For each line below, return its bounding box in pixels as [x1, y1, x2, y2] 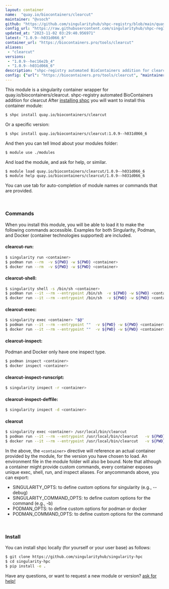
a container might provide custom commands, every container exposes [5, 463, 153, 470]
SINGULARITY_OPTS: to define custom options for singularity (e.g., [12, 484, 152, 490]
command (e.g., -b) [12, 500, 53, 506]
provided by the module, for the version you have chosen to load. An [5, 453, 147, 459]
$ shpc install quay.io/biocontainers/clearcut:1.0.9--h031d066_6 [5, 131, 147, 136]
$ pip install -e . [5, 564, 46, 569]
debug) [12, 489, 28, 496]
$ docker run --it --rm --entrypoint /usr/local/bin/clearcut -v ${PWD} [5, 439, 165, 444]
